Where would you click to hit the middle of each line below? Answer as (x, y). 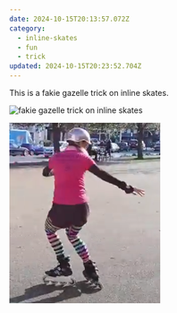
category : (28, 28)
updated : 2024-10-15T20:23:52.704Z (76, 66)
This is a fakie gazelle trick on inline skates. (89, 93)
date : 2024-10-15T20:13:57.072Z (69, 19)
